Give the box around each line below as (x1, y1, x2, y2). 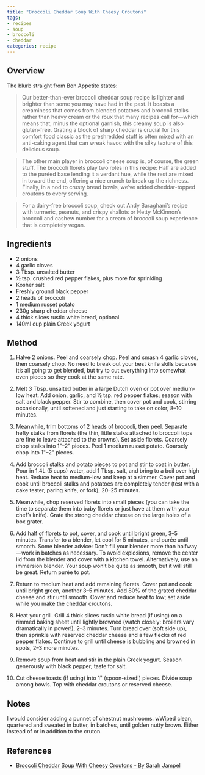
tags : (7, 15, 21, 21)
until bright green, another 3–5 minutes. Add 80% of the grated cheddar (15, 587, 197, 594)
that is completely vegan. (21, 221, 85, 228)
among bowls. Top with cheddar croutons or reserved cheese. (15, 681, 173, 688)
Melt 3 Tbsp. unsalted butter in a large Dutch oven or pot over (15, 385, 171, 393)
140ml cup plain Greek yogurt (15, 320, 90, 327)
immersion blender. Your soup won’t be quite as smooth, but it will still (15, 562, 192, 570)
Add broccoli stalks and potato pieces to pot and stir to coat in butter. (15, 460, 190, 468)
